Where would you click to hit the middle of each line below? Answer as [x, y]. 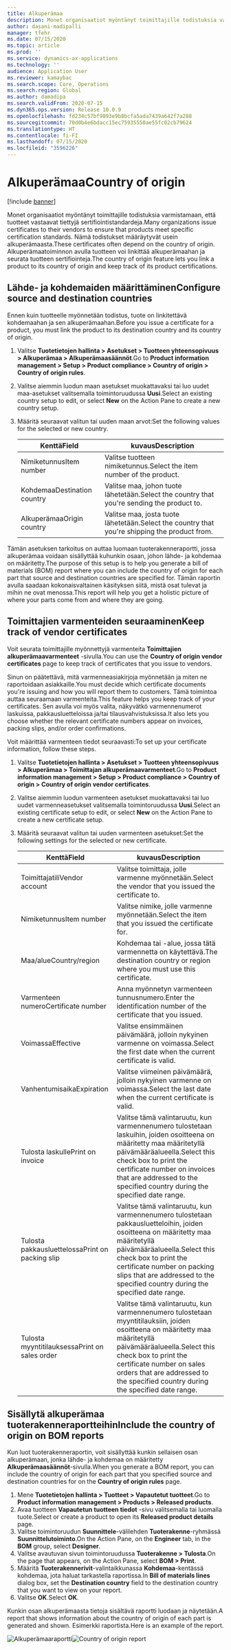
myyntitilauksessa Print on [62, 1346]
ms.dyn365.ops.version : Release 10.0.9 [64, 110]
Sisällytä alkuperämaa [56, 1414]
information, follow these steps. [52, 748]
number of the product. [142, 475]
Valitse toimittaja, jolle [152, 868]
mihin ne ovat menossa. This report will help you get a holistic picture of [108, 592]
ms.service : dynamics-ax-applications [63, 59]
